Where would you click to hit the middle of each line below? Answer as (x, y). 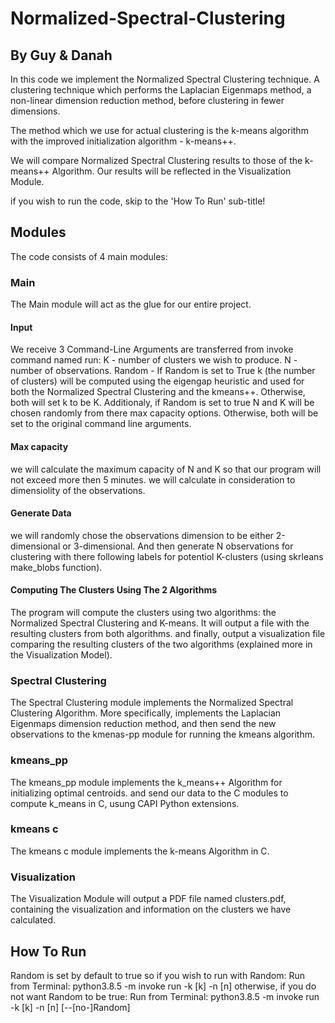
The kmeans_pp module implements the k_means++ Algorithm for (146, 782)
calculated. (33, 920)
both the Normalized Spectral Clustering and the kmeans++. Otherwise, (158, 392)
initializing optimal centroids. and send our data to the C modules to (149, 793)
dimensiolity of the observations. (78, 490)
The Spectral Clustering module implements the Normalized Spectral (152, 703)
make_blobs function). (56, 567)
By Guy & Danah (61, 55)
